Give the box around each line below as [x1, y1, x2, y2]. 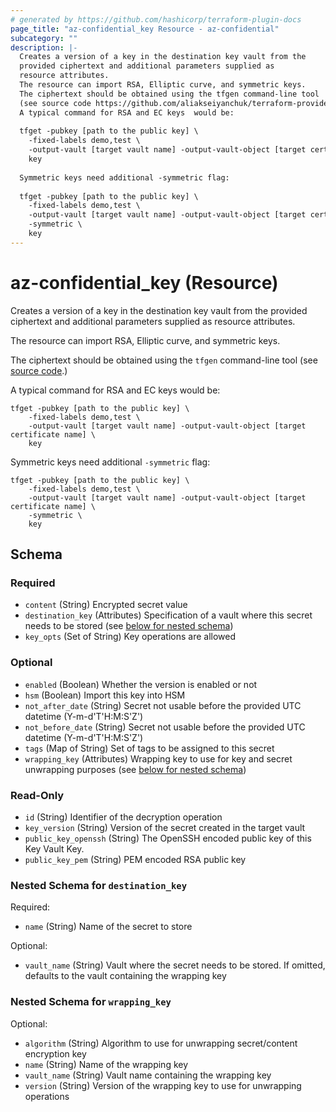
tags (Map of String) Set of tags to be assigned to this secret [24, 742, 275, 754]
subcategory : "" [10, 33, 78, 43]
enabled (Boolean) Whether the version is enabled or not [24, 678, 258, 690]
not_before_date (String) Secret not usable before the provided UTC [24, 721, 306, 733]
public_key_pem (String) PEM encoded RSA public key [24, 853, 247, 865]
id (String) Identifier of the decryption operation [24, 811, 223, 823]
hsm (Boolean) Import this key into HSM [24, 689, 186, 701]
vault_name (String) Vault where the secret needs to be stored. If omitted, [24, 959, 326, 971]
